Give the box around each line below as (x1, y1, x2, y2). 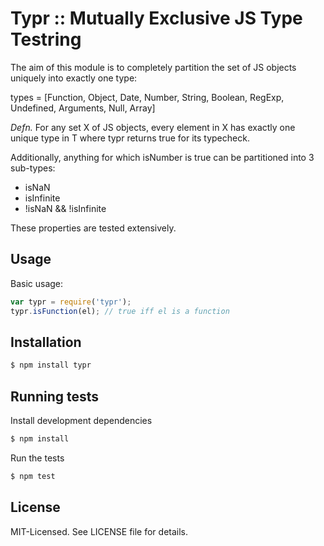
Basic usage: (10, 277, 64, 289)
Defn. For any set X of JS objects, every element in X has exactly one (10, 121, 296, 133)
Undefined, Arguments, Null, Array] (10, 102, 156, 114)
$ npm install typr (10, 360, 92, 371)
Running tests (10, 388, 100, 405)
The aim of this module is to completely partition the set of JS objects (10, 61, 297, 73)
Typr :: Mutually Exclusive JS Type (10, 7, 303, 30)
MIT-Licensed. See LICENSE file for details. (10, 525, 189, 537)
